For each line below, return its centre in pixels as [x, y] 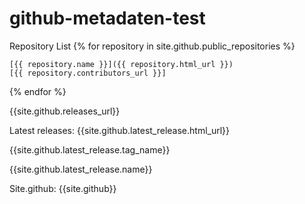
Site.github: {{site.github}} [63, 188]
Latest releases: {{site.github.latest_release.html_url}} [120, 130]
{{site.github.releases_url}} [65, 111]
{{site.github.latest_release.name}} [81, 169]
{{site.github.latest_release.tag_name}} [90, 149]
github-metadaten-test [107, 18]
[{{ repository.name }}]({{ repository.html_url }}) [121, 64]
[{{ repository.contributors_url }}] [88, 73]
